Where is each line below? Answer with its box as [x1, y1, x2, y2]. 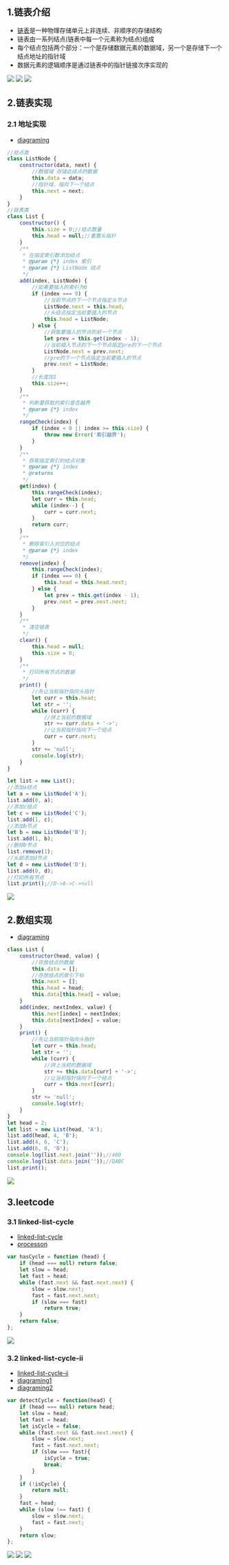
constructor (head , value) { [19, 952, 100, 960]
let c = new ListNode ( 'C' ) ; [7, 810, 88, 817]
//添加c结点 [7, 803, 38, 810]
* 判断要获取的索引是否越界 [22, 399, 91, 406]
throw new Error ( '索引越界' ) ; [43, 431, 127, 438]
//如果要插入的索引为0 [32, 284, 87, 291]
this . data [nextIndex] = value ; [32, 1017, 122, 1024]
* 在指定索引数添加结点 [22, 251, 80, 259]
